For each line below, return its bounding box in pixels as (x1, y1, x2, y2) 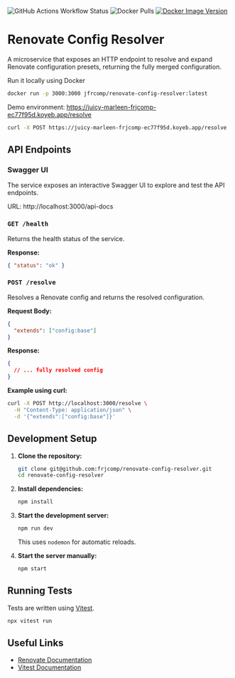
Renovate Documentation (17, 656, 92, 665)
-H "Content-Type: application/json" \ (13, 406, 132, 413)
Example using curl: (7, 387, 67, 395)
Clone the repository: (17, 451, 82, 460)
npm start (17, 565, 48, 572)
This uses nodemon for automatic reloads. (17, 538, 136, 546)
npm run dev (17, 525, 53, 532)
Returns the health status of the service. (7, 234, 125, 243)
